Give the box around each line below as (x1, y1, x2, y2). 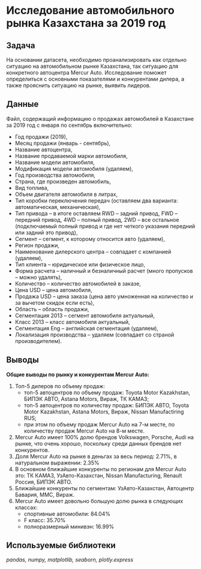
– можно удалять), (14, 273, 62, 281)
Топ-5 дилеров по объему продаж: (14, 382, 105, 389)
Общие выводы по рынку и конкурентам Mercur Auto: (6, 371, 149, 378)
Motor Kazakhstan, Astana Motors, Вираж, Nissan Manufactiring (23, 408, 184, 415)
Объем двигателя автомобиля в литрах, (14, 190, 118, 198)
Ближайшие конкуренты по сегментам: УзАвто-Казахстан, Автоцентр (14, 484, 194, 491)
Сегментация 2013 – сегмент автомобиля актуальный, (14, 312, 155, 319)
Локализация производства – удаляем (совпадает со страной (14, 331, 175, 338)
